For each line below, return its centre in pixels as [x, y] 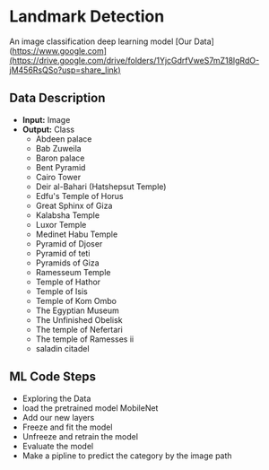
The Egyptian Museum [77, 310]
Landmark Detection [87, 17]
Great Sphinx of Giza [74, 205]
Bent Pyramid [61, 167]
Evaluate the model [58, 446]
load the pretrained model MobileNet [90, 408]
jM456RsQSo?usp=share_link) [65, 70]
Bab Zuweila [59, 148]
